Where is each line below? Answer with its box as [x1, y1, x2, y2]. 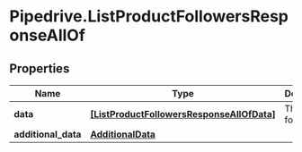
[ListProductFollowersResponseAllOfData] [89, 108, 276, 120]
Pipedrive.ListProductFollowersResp [9, 6, 289, 27]
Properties [9, 61, 70, 76]
